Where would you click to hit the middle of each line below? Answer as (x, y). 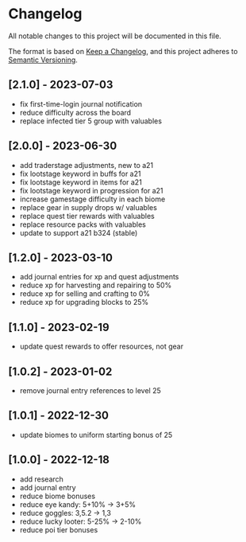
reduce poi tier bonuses (59, 529)
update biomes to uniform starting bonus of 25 (96, 435)
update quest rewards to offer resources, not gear (102, 346)
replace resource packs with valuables (83, 224)
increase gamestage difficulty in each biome (92, 199)
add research (41, 479)
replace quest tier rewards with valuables (87, 216)
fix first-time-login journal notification (81, 103)
